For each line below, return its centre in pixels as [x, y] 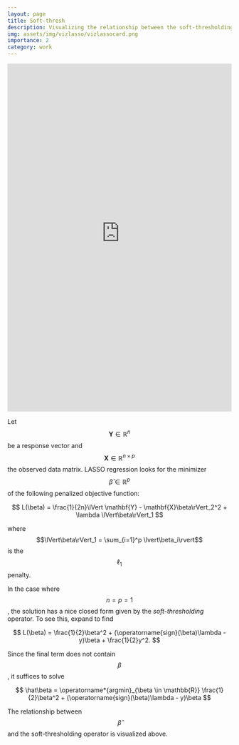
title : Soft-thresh [36, 21]
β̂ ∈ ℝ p [119, 481]
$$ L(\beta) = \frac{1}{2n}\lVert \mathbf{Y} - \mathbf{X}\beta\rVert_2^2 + [119, 507]
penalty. [19, 574]
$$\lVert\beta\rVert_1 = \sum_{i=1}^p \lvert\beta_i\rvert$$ [119, 539]
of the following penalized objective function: [74, 493]
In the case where [34, 589]
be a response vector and [45, 445]
